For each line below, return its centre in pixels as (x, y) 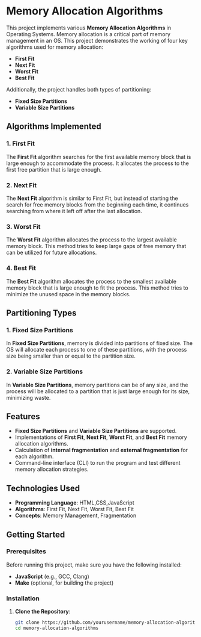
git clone (27, 623)
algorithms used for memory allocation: (55, 47)
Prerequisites (26, 552)
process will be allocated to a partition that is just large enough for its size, (98, 391)
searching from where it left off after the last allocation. (74, 211)
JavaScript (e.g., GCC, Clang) (52, 576)
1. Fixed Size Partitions (40, 330)
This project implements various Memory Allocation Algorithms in (89, 28)
